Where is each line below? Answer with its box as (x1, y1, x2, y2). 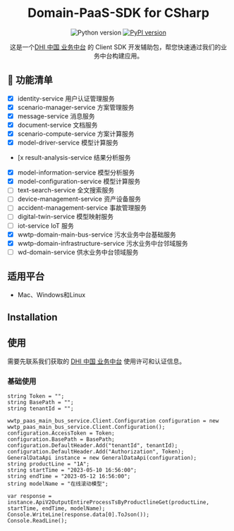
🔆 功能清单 (7, 74, 53, 86)
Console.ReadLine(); (7, 518, 68, 525)
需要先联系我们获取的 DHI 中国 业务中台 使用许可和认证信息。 (7, 357, 186, 366)
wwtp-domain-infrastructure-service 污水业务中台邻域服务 (17, 239, 188, 247)
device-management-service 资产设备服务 (17, 195, 141, 204)
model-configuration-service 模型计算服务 (17, 177, 141, 186)
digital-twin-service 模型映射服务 (17, 213, 114, 221)
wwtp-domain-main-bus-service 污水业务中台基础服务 (17, 230, 176, 239)
